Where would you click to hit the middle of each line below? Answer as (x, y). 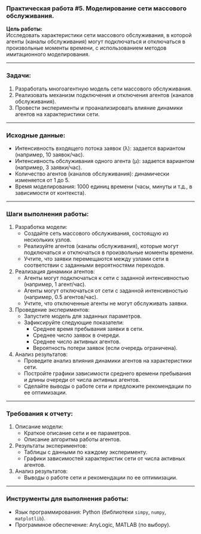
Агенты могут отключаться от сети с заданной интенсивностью (106, 291)
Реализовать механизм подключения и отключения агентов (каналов (104, 95)
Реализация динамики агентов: (55, 271)
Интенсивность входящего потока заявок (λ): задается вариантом (100, 148)
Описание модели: (39, 427)
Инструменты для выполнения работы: (67, 499)
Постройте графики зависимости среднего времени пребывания (107, 373)
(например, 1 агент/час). (55, 284)
